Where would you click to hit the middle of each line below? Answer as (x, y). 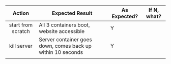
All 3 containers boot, (64, 25)
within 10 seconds (61, 52)
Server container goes (66, 39)
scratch (21, 31)
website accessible (62, 31)
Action (21, 13)
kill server (21, 46)
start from (21, 25)
